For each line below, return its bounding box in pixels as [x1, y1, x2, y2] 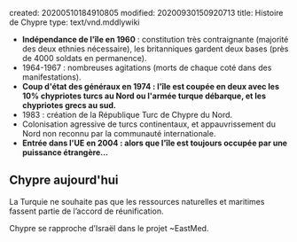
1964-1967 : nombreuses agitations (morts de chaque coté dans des [21, 62, 272, 73]
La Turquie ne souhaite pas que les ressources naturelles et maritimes [9, 196, 265, 207]
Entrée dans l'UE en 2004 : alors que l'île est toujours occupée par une [21, 137, 288, 148]
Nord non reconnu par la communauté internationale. [21, 129, 216, 138]
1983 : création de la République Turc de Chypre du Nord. [21, 110, 233, 120]
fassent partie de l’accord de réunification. [9, 206, 164, 216]
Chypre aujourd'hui [9, 173, 119, 188]
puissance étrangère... [21, 147, 109, 158]
